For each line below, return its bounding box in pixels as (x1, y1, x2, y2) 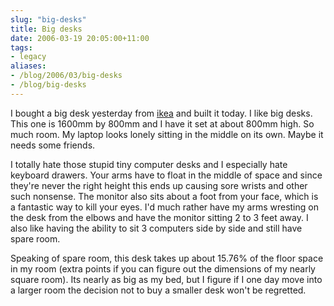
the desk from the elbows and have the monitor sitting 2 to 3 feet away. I (10, 211, 309, 223)
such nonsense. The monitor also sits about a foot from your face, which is (10, 190, 319, 202)
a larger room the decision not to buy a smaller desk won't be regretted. (10, 284, 307, 296)
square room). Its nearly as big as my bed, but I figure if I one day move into (10, 273, 323, 285)
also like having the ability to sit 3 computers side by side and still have (10, 222, 303, 234)
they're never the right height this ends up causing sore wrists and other (10, 179, 308, 191)
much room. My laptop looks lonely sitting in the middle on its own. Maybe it (10, 128, 324, 140)
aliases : (10, 61, 47, 71)
